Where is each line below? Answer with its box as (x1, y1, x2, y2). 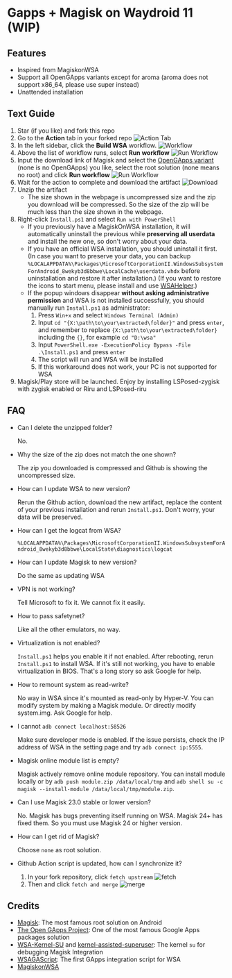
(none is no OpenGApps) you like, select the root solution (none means (17, 163, 220, 172)
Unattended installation (17, 88, 84, 96)
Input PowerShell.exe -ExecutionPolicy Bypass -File (37, 340, 191, 349)
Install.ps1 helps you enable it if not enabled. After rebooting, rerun (17, 652, 213, 661)
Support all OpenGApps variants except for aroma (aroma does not (17, 73, 208, 81)
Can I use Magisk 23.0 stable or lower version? (17, 797, 151, 806)
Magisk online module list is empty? (17, 756, 120, 765)
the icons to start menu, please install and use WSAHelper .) (27, 281, 197, 290)
